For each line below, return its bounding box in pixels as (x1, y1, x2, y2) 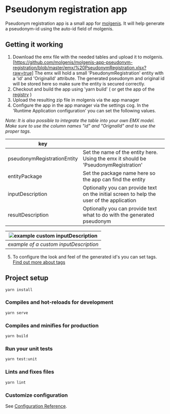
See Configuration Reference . (5, 403, 67, 409)
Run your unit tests (5, 345, 53, 352)
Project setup (5, 274, 49, 282)
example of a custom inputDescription (8, 240, 99, 247)
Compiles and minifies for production (5, 322, 99, 329)
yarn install (5, 287, 33, 292)
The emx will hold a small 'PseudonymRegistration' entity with (34, 70, 164, 76)
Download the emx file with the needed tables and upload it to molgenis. (12, 54, 163, 60)
